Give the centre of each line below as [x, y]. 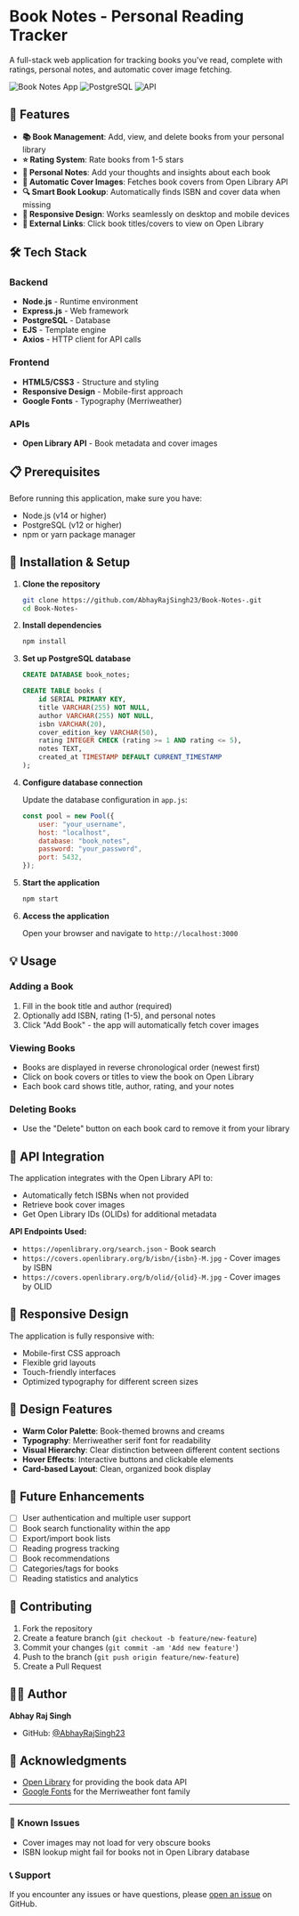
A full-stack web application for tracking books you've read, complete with [146, 60]
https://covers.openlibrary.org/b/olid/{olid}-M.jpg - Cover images [151, 1277]
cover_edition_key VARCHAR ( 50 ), [98, 732]
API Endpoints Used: [48, 1231]
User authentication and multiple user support [106, 1518]
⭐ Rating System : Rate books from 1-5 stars [103, 159]
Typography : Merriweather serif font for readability [116, 1440]
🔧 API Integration [57, 1156]
